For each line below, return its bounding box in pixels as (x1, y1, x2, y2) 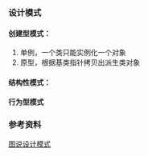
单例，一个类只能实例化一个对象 (19, 48, 126, 58)
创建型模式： (8, 28, 51, 38)
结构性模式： (8, 78, 51, 87)
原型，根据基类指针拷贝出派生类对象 (19, 58, 141, 67)
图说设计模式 (8, 138, 51, 149)
